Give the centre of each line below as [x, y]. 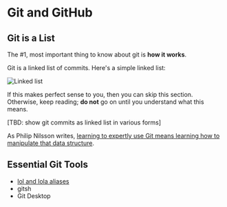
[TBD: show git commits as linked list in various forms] [84, 122]
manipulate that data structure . [51, 143]
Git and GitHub [50, 13]
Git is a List [31, 38]
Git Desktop [34, 196]
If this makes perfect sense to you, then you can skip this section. [100, 95]
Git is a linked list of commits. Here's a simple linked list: [87, 68]
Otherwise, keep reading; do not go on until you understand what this [106, 102]
